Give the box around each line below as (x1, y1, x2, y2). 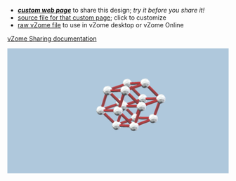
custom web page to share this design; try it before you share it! (17, 6, 205, 14)
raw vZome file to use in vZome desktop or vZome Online (17, 21, 184, 29)
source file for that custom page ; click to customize (17, 13, 166, 22)
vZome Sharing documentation (7, 34, 97, 43)
